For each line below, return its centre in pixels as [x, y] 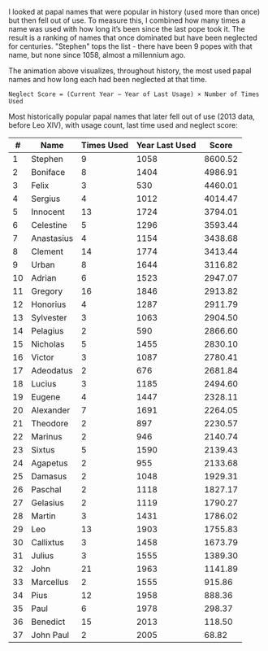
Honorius [49, 304]
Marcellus [50, 582]
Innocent [48, 212]
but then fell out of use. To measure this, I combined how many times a [127, 20]
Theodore [50, 424]
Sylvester [49, 318]
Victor [43, 357]
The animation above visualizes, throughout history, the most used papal [130, 71]
